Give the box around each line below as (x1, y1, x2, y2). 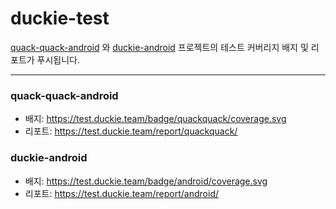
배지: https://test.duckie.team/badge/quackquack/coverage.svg (24, 113, 287, 125)
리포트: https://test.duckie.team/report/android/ (24, 187, 220, 199)
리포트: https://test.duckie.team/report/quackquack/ (24, 125, 238, 137)
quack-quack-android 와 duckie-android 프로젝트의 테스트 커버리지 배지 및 (10, 41, 309, 53)
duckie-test (10, 7, 110, 30)
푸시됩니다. (36, 53, 81, 66)
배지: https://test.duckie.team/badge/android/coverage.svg (24, 175, 268, 187)
